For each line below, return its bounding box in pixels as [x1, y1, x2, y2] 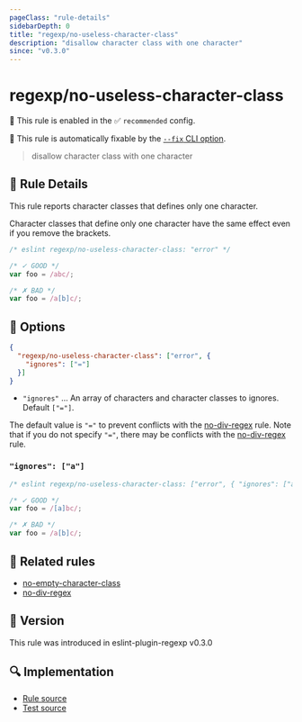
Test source [22, 702, 67, 713]
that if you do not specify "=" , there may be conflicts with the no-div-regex [9, 429, 286, 440]
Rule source [22, 692, 67, 703]
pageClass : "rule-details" [9, 13, 111, 23]
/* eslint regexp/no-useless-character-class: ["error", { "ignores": [9, 479, 280, 489]
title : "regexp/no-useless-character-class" [9, 30, 179, 39]
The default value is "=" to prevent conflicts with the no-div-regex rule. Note [9, 420, 292, 430]
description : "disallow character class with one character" [9, 38, 244, 48]
